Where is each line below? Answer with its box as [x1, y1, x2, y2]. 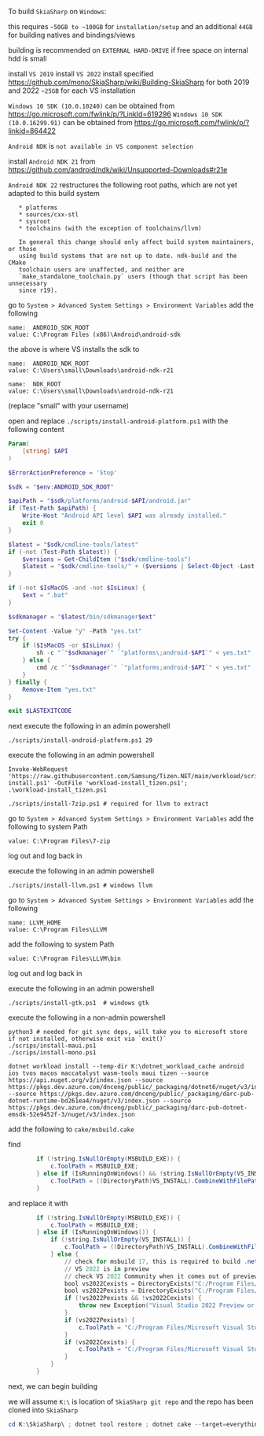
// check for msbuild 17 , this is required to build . [64, 1257, 247, 1265]
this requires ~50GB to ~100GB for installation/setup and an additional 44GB [8, 22, 253, 31]
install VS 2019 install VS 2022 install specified [8, 69, 154, 78]
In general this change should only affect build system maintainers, [18, 238, 255, 246]
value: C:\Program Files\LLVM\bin [8, 955, 122, 963]
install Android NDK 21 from [8, 157, 96, 166]
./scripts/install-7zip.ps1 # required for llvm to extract [8, 800, 210, 808]
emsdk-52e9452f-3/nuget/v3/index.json [8, 1111, 135, 1119]
